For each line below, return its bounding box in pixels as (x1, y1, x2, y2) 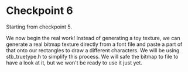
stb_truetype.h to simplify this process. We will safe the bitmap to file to (6, 53, 179, 60)
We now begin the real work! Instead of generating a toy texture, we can (6, 34, 180, 41)
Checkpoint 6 (6, 4, 73, 17)
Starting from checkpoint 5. (6, 23, 72, 30)
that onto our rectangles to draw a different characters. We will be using (6, 46, 180, 53)
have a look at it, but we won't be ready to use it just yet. (6, 59, 142, 66)
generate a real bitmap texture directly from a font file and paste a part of (6, 41, 183, 48)
